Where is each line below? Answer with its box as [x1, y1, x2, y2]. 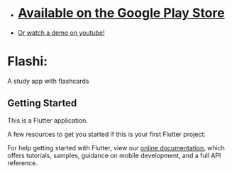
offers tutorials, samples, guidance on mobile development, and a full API [7, 151, 221, 160]
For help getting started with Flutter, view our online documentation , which [7, 143, 226, 152]
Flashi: [7, 53, 48, 69]
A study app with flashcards [7, 77, 89, 85]
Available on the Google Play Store [17, 5, 225, 21]
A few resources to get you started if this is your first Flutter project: [7, 130, 206, 138]
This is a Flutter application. [7, 116, 89, 125]
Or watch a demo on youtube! [17, 28, 105, 37]
